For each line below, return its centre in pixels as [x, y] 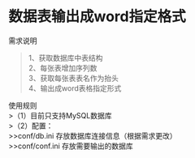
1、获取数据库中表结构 [65, 58]
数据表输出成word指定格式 [97, 17]
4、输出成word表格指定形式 [75, 88]
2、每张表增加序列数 [63, 68]
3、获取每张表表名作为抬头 [74, 78]
